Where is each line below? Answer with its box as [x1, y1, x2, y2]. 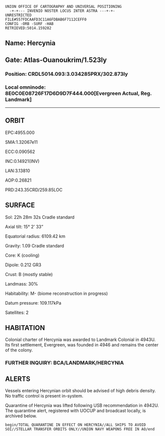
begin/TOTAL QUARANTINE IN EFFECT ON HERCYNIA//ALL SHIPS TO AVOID [5, 423, 146, 428]
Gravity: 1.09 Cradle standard [5, 243, 64, 249]
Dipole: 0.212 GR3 [5, 262, 42, 268]
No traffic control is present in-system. [5, 393, 83, 399]
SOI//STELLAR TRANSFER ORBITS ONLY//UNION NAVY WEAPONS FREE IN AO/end [5, 427, 155, 432]
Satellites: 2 [5, 310, 29, 315]
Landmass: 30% [5, 280, 38, 287]
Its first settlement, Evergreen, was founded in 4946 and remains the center [5, 342, 159, 348]
